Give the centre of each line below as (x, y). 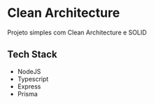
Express (29, 86)
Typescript (33, 79)
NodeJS (29, 71)
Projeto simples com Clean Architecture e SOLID (77, 32)
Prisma (28, 93)
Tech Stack (32, 54)
